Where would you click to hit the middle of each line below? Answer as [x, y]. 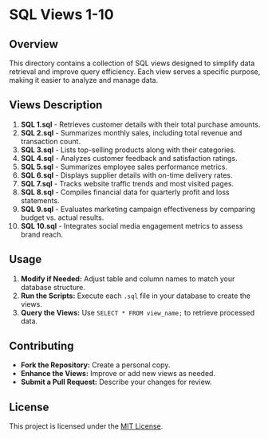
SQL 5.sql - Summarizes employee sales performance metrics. [124, 167]
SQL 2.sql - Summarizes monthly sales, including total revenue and [131, 132]
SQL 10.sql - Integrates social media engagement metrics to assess [132, 225]
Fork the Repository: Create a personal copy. [95, 365]
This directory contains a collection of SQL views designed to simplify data [132, 63]
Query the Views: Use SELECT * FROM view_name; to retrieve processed [137, 312]
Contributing [41, 346]
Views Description [56, 105]
